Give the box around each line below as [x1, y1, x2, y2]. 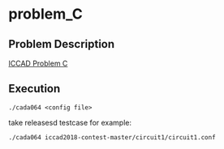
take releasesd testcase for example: [8, 117, 132, 127]
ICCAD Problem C [8, 58, 68, 68]
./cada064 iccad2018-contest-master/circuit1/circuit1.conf [8, 133, 217, 142]
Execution [8, 82, 61, 96]
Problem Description [8, 37, 115, 51]
